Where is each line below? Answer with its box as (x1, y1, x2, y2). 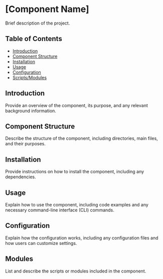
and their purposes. (5, 141, 46, 147)
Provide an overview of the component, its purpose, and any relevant (5, 102, 148, 108)
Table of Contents (5, 35, 63, 43)
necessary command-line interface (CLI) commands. (5, 207, 114, 213)
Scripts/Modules (12, 74, 47, 81)
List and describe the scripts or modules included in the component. (5, 268, 146, 274)
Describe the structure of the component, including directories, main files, (5, 135, 158, 141)
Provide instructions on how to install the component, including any (5, 169, 144, 175)
